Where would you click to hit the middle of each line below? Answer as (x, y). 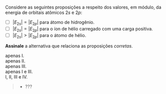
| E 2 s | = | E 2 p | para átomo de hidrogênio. (53, 23)
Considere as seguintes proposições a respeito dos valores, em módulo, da (84, 7)
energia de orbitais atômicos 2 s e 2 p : (44, 12)
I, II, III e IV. (16, 77)
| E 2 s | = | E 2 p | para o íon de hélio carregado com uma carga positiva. (83, 29)
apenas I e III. (19, 71)
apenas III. (16, 66)
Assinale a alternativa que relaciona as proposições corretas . (69, 46)
